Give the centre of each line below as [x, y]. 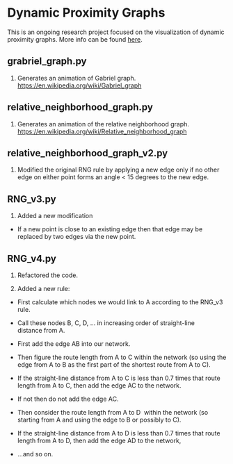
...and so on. [35, 454]
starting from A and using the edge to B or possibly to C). [99, 420]
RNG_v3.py [32, 199]
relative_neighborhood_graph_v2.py [88, 153]
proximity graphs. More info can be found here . [75, 39]
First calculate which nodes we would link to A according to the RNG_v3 [120, 302]
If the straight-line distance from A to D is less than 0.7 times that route [119, 433]
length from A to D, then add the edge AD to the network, [99, 440]
